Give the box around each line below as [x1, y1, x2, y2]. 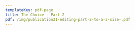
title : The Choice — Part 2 [5, 12, 65, 17]
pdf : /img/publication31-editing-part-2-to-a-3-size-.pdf [5, 17, 130, 22]
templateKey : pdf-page [5, 7, 53, 13]
